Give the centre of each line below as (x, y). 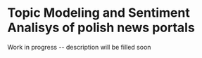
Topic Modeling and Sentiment (99, 13)
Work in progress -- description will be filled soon (79, 47)
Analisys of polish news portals (101, 28)
